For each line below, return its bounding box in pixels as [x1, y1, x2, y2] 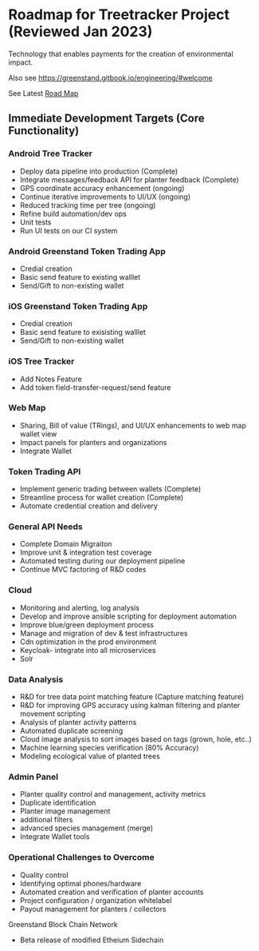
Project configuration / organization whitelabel [19, 895, 172, 905]
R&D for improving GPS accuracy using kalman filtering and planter [19, 701, 241, 710]
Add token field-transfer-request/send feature [19, 382, 171, 392]
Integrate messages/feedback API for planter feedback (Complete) [19, 174, 239, 185]
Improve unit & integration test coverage [19, 547, 152, 557]
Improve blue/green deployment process [19, 619, 154, 629]
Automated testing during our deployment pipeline [19, 556, 186, 566]
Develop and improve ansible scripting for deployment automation [19, 611, 237, 621]
